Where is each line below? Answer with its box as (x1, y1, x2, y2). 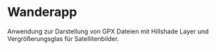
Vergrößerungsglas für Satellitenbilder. (7, 34, 120, 42)
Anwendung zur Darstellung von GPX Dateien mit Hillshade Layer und (7, 27, 209, 35)
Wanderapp (7, 4, 77, 20)
